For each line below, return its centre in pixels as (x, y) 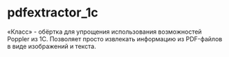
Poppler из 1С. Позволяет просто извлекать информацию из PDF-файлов (115, 38)
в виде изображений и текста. (52, 46)
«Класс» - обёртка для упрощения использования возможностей (104, 32)
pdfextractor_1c (53, 13)
